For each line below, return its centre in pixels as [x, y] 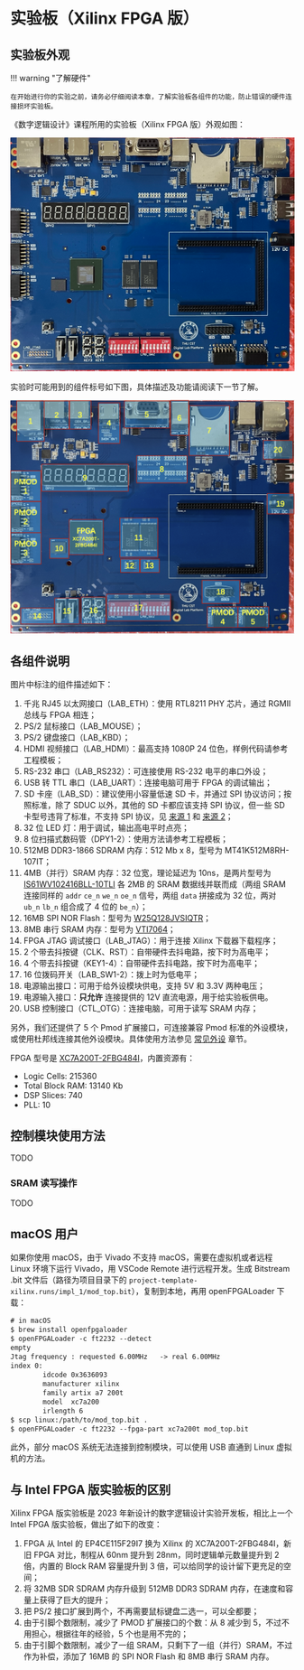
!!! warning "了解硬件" [51, 78]
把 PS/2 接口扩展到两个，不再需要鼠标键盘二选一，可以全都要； [141, 1611]
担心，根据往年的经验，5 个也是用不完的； [110, 1634]
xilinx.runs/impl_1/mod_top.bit [71, 1292]
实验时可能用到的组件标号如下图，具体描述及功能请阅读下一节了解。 [137, 387]
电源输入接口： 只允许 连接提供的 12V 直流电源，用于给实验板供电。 [148, 997]
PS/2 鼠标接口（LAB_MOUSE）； [83, 726]
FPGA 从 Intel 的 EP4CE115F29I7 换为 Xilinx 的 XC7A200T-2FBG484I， [153, 1544]
